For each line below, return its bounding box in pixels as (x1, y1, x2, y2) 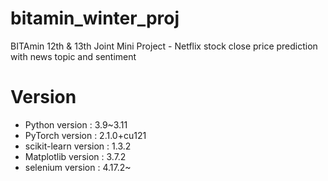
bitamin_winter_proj (10, 7, 180, 30)
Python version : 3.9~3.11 (24, 118, 128, 131)
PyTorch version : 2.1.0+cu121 (24, 129, 147, 141)
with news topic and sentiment (10, 50, 137, 62)
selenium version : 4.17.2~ (24, 161, 132, 173)
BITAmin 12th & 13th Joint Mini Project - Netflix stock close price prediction (10, 40, 318, 52)
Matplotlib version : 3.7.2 (24, 150, 127, 162)
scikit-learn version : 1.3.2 (24, 140, 132, 152)
